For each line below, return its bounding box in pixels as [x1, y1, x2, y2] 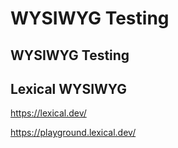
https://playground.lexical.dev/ [10, 127, 137, 139]
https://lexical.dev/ [10, 107, 87, 119]
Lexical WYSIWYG [10, 80, 128, 97]
